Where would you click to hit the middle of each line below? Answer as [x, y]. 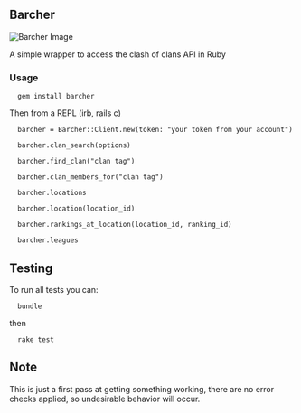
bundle [30, 306]
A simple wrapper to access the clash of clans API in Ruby [118, 54]
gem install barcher [56, 97]
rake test [36, 339]
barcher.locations [52, 193]
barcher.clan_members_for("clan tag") [91, 177]
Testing [31, 268]
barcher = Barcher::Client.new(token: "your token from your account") [155, 130]
